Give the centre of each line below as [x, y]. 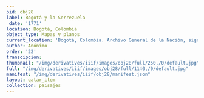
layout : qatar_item [31, 80]
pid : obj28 [20, 12]
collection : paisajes [34, 86]
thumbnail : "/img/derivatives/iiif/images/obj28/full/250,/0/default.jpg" [103, 63]
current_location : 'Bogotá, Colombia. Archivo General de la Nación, [96, 40]
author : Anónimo [27, 46]
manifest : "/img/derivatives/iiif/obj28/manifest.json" [78, 74]
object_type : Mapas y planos [43, 35]
